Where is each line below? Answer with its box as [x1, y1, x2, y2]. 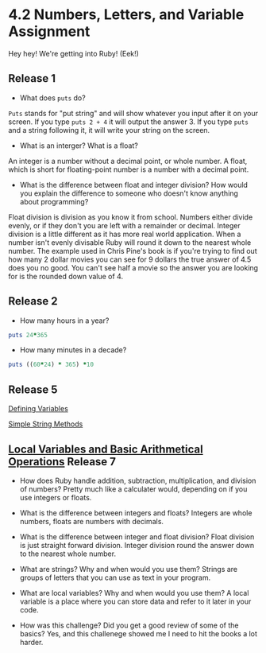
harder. [19, 637, 44, 647]
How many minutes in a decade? [19, 345, 127, 355]
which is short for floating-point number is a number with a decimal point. [8, 165, 249, 174]
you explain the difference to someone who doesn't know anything [19, 189, 238, 198]
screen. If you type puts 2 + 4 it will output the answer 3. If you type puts [8, 117, 249, 126]
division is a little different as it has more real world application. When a [8, 229, 241, 239]
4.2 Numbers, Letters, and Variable [8, 6, 245, 24]
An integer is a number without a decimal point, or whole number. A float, [8, 156, 248, 165]
